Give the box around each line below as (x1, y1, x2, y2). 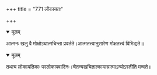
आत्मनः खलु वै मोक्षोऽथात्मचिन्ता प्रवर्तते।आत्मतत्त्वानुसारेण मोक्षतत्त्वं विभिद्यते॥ (6, 40, 144, 47)
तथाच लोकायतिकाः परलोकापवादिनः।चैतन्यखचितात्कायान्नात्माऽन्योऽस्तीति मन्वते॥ (6, 63, 152, 70)
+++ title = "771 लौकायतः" (6, 6, 63, 12)
